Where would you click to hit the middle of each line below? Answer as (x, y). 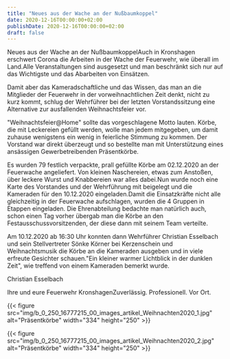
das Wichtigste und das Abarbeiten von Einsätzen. (78, 74)
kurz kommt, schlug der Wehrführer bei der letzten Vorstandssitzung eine (111, 102)
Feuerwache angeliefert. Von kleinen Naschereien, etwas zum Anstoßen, (110, 172)
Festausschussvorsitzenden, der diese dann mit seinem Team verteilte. (107, 223)
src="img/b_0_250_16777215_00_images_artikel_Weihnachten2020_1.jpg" (110, 313)
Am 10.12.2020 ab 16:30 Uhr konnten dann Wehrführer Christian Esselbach (113, 237)
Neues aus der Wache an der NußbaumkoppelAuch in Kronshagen (101, 52)
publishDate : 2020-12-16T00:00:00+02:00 (66, 26)
